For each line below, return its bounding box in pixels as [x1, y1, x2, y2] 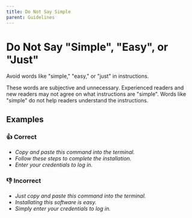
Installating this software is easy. [14, 199, 97, 206]
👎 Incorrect [6, 177, 41, 185]
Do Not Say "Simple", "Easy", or [6, 40, 169, 54]
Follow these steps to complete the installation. [14, 155, 132, 162]
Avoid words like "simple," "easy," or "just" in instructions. [6, 72, 149, 80]
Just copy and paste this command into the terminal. [14, 192, 146, 199]
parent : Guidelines [6, 14, 55, 20]
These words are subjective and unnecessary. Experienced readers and [6, 84, 184, 92]
